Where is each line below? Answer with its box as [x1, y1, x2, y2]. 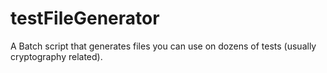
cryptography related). [10, 50, 103, 62]
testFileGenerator [10, 7, 160, 30]
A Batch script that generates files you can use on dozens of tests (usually [10, 40, 317, 52]
